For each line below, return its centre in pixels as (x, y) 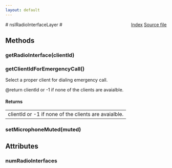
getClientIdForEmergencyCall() (45, 68)
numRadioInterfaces (31, 160)
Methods (20, 41)
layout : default (23, 10)
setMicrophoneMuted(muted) (43, 130)
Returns (14, 101)
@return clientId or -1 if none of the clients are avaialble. (64, 90)
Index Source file (149, 25)
